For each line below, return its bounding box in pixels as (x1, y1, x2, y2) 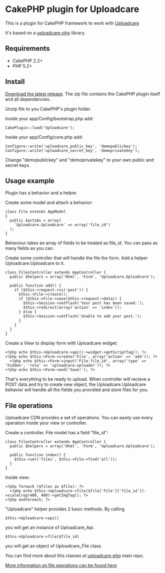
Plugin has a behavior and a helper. (5, 190, 78, 196)
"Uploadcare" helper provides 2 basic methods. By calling (5, 506, 125, 512)
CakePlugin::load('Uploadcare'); (5, 125, 75, 130)
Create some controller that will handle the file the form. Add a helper (5, 255, 148, 261)
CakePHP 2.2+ (12, 58, 43, 64)
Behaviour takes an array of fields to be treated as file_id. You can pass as (5, 240, 158, 246)
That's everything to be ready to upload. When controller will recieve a (5, 376, 150, 382)
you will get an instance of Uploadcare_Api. (5, 524, 95, 530)
